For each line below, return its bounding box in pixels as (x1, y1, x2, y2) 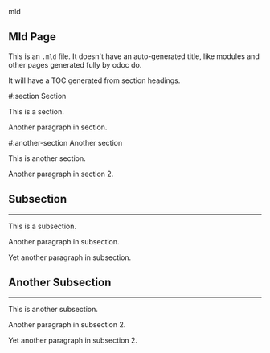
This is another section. (8, 153, 86, 163)
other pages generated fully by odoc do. (8, 60, 142, 69)
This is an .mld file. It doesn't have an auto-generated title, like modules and (8, 51, 260, 61)
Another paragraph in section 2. (8, 169, 114, 179)
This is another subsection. (8, 305, 98, 314)
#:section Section (8, 91, 67, 101)
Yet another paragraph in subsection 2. (8, 335, 138, 345)
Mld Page (8, 30, 56, 43)
